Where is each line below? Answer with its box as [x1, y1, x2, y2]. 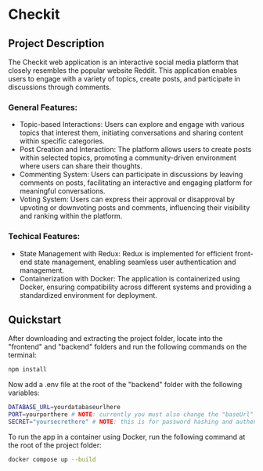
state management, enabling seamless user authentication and [34, 257, 236, 266]
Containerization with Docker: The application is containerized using [19, 274, 240, 283]
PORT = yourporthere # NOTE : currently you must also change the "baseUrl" [8, 411, 254, 418]
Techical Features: [8, 231, 81, 242]
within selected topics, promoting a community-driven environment [19, 153, 236, 162]
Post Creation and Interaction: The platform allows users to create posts [19, 145, 252, 154]
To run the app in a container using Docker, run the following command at [8, 432, 246, 441]
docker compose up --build [8, 455, 96, 463]
